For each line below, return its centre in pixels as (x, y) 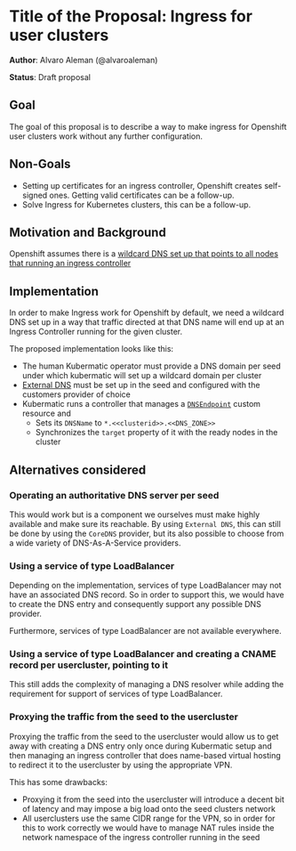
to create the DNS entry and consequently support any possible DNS (136, 604)
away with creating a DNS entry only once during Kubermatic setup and (141, 746)
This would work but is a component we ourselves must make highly (135, 515)
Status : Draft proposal (50, 77)
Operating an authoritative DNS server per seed (114, 495)
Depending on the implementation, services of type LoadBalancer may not (145, 586)
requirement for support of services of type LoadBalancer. (116, 694)
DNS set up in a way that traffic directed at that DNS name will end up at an (147, 322)
